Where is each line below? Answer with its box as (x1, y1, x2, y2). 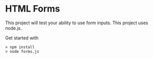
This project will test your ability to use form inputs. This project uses (5, 20, 148, 26)
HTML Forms (5, 3, 60, 15)
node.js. (5, 25, 22, 31)
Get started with (5, 35, 39, 41)
